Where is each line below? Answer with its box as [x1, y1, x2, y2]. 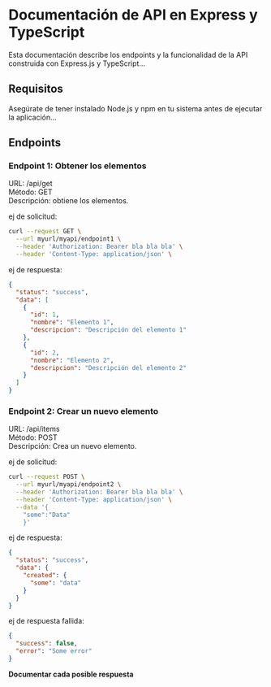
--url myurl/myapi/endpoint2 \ [15, 480, 122, 489]
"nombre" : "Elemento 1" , [29, 319, 114, 327]
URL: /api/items [8, 424, 60, 434]
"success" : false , [15, 640, 79, 648]
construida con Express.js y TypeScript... [8, 59, 146, 68]
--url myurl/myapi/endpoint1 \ [15, 235, 122, 243]
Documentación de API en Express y [8, 6, 258, 24]
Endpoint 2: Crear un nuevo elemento [8, 405, 159, 416]
